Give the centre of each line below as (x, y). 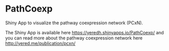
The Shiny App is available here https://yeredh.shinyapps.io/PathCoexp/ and (84, 32)
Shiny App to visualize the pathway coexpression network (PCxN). (74, 23)
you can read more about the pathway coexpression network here (74, 38)
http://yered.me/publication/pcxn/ (40, 43)
